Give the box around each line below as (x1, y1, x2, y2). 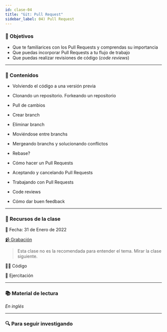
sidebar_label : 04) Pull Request (5, 16, 75, 21)
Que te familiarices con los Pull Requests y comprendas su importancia (12, 44, 158, 50)
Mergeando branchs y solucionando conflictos (12, 140, 108, 146)
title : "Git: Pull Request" (5, 12, 64, 17)
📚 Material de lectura (5, 290, 59, 297)
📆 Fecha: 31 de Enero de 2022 (5, 227, 67, 233)
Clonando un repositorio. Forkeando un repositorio (12, 92, 116, 98)
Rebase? (12, 150, 31, 156)
